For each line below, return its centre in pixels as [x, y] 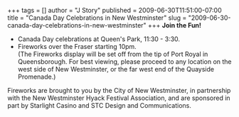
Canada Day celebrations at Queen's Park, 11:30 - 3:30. [99, 39]
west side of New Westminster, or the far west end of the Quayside [116, 69]
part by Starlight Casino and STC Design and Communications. [100, 105]
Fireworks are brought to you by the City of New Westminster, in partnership [119, 90]
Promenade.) [37, 77]
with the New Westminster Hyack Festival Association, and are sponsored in [119, 98]
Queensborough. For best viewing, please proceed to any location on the [125, 62]
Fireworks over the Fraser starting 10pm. [77, 46]
